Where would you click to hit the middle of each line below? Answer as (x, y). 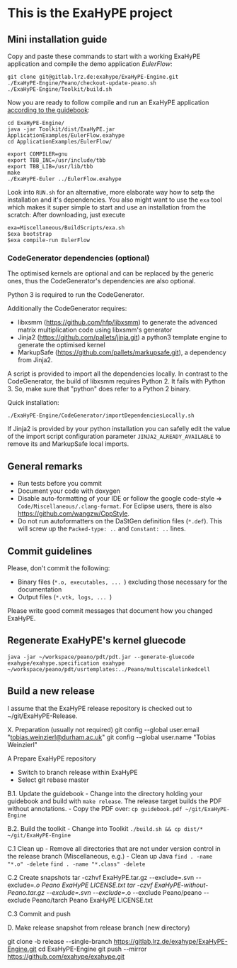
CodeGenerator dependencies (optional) (79, 258)
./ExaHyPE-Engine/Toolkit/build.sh (60, 89)
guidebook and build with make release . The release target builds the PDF (115, 801)
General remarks (45, 466)
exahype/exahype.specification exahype (66, 663)
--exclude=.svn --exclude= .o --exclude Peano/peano (124, 892)
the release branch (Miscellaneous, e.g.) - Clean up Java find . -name (110, 856)
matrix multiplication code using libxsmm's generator (95, 330)
